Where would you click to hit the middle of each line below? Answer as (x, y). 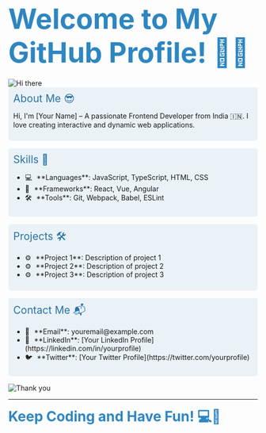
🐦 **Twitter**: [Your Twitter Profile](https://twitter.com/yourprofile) (137, 357)
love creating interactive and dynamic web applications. (104, 125)
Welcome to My (113, 19)
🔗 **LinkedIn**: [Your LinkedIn (77, 339)
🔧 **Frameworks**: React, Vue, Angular (92, 189)
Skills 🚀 (31, 159)
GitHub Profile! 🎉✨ (129, 53)
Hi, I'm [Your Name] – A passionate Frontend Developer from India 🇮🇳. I (131, 116)
